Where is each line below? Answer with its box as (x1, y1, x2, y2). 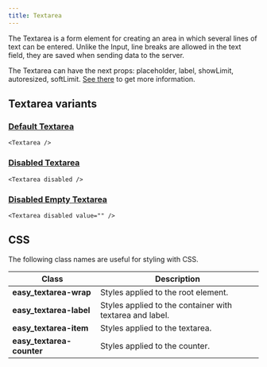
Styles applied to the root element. (100, 287, 229, 298)
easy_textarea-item (12, 323, 89, 334)
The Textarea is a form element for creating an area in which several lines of (8, 33, 258, 43)
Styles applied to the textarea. (100, 323, 212, 334)
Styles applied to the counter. (100, 340, 211, 351)
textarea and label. (100, 309, 169, 320)
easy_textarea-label (12, 304, 91, 315)
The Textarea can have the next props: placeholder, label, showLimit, (8, 65, 234, 75)
